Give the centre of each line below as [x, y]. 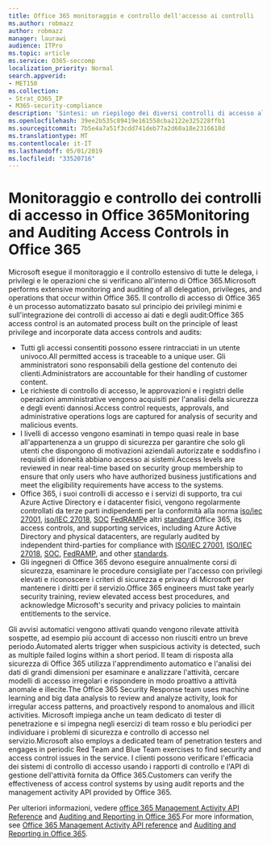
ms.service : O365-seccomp [52, 61]
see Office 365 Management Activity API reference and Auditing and [122, 825]
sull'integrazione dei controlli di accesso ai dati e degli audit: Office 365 [126, 315]
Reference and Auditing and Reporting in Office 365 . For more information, [131, 817]
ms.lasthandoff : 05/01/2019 [56, 151]
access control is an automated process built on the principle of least [123, 324]
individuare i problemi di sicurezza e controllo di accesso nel [109, 732]
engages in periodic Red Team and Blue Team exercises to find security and [135, 750]
